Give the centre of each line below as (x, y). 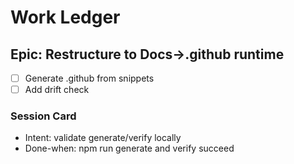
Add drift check (57, 90)
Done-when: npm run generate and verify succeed (129, 148)
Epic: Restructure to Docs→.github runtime (147, 54)
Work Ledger (65, 17)
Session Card (43, 116)
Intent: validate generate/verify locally (103, 138)
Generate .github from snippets (89, 78)
